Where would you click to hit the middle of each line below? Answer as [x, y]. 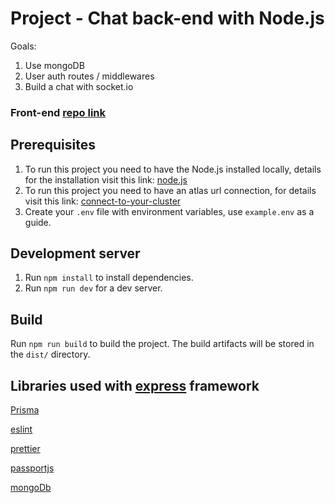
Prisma [25, 410]
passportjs [32, 468]
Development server [75, 253]
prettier [25, 449]
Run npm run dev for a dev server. [93, 288]
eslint [21, 429]
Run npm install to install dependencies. [109, 278]
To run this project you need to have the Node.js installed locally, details [173, 169]
